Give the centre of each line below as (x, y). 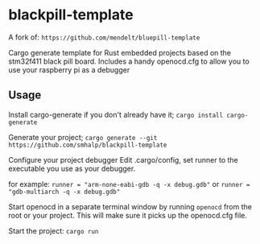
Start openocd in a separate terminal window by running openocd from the (130, 206)
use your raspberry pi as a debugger (69, 69)
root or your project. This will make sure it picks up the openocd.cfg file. (128, 215)
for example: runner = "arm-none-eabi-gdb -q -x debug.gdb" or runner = (129, 184)
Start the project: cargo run (54, 230)
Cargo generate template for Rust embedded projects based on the (120, 52)
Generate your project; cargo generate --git (83, 137)
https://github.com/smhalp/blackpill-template (88, 145)
